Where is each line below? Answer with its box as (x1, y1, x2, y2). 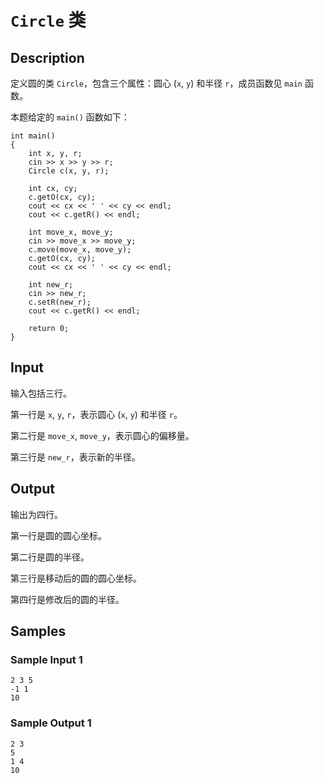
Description (10, 49, 85, 66)
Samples (10, 623, 67, 640)
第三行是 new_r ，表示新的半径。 (10, 451, 141, 463)
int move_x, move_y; (28, 227, 114, 237)
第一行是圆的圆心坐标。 (10, 529, 107, 541)
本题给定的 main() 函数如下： (10, 111, 130, 123)
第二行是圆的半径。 (10, 551, 90, 563)
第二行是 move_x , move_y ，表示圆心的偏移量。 (10, 429, 195, 441)
